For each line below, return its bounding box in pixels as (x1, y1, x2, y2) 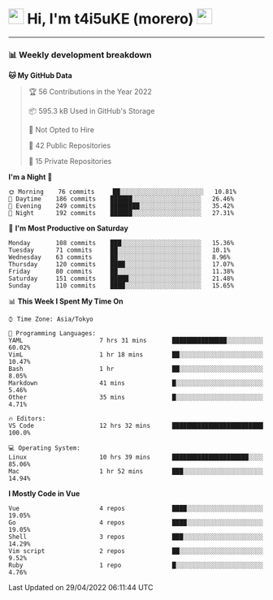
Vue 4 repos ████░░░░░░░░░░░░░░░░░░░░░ (8, 504, 264, 513)
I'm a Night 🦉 (8, 172, 53, 182)
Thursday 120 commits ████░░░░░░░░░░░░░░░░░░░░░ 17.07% (8, 261, 234, 269)
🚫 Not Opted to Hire (28, 125, 95, 135)
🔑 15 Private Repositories (28, 157, 112, 166)
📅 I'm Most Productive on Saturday (8, 223, 128, 233)
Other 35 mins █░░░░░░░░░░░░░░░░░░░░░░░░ (8, 394, 264, 402)
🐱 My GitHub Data (8, 71, 73, 80)
